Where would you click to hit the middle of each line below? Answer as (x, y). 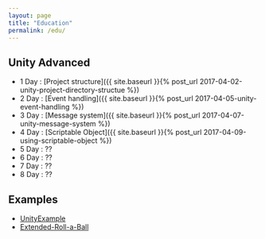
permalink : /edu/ (37, 30)
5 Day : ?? (36, 149)
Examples (33, 199)
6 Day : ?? (36, 158)
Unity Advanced (49, 62)
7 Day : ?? (36, 166)
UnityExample (43, 218)
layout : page (30, 15)
